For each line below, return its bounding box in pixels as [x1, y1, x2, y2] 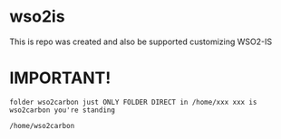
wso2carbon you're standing [9, 106, 116, 115]
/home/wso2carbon [9, 121, 75, 130]
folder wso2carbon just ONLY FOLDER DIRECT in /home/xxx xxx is [9, 97, 257, 107]
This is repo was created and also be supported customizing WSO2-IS [9, 36, 273, 47]
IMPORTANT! [9, 68, 111, 88]
